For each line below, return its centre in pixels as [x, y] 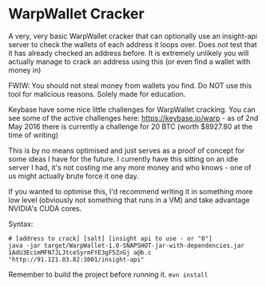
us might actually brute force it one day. [74, 176]
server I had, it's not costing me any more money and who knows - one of [130, 167]
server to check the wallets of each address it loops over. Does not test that [133, 44]
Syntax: [21, 224]
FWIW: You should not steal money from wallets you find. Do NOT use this [130, 86]
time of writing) [34, 135]
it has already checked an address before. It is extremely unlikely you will [129, 53]
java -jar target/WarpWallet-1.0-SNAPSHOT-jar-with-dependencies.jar [127, 245]
